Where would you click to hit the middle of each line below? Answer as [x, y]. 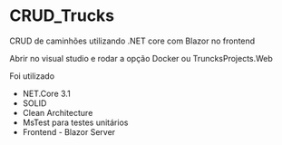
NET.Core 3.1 [46, 93]
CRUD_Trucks [62, 16]
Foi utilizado [32, 76]
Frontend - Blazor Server [69, 131]
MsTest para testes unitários [75, 122]
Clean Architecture [58, 112]
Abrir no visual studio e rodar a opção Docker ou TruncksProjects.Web [141, 58]
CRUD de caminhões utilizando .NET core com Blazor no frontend [132, 41]
